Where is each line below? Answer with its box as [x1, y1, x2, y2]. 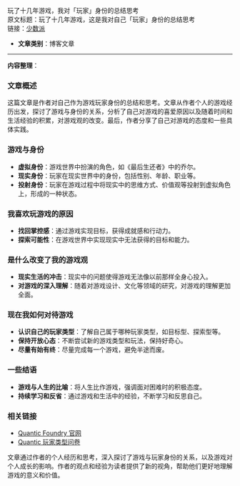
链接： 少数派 [7, 24, 45, 32]
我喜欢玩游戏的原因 [7, 209, 74, 219]
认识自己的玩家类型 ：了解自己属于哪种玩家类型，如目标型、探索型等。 [17, 327, 225, 336]
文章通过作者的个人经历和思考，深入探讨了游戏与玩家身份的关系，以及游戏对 [7, 453, 233, 462]
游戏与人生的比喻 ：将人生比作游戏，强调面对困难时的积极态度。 [17, 382, 206, 391]
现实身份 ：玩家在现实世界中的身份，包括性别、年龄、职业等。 [17, 171, 200, 180]
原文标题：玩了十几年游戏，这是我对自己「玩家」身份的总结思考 [7, 15, 195, 24]
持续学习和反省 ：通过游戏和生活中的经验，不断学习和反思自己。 [17, 392, 206, 400]
